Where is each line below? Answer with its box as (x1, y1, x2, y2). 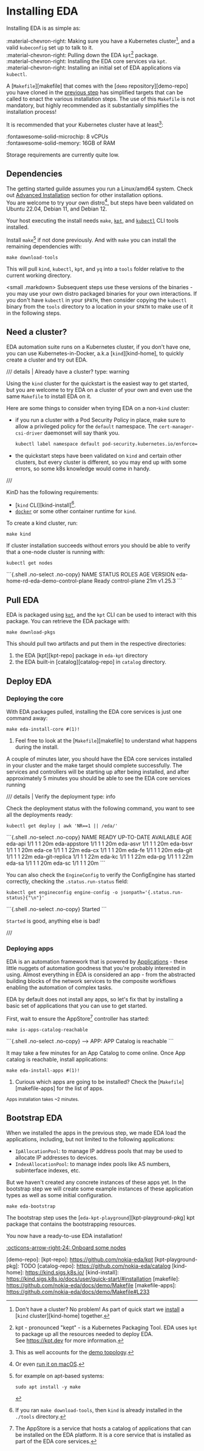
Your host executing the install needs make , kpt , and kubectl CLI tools (6, 217, 179, 225)
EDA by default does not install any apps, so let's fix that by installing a (6, 996, 183, 1003)
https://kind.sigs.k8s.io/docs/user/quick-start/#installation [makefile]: (6, 1275, 180, 1282)
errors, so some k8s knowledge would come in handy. (15, 464, 151, 472)
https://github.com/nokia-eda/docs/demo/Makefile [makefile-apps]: (6, 1281, 177, 1288)
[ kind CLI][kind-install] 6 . (15, 500, 76, 509)
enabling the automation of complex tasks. (6, 984, 113, 991)
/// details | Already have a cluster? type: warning (6, 368, 129, 375)
